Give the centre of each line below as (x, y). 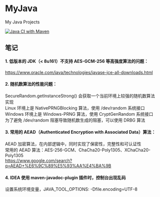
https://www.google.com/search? (39, 161)
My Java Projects (22, 22)
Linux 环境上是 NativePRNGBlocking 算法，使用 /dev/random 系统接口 (75, 108)
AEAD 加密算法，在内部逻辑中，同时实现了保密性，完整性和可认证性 (73, 143)
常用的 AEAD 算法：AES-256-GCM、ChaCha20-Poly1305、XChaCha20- (78, 150)
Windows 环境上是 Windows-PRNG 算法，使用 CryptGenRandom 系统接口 (79, 114)
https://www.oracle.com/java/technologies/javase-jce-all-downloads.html (79, 72)
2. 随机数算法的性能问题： (31, 84)
